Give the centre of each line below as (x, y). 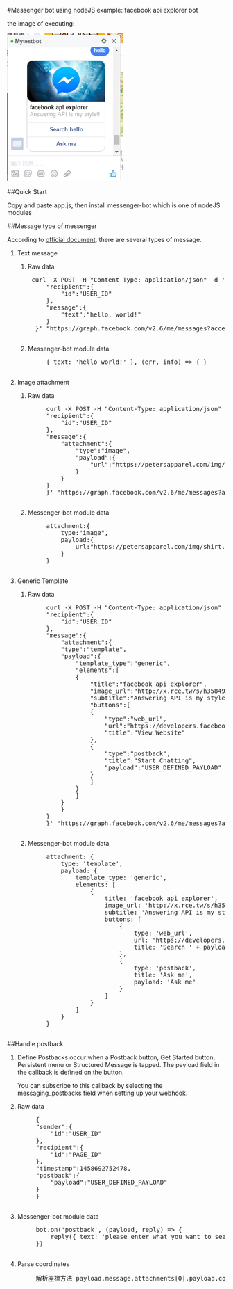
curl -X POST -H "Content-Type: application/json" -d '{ (130, 280)
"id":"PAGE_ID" (76, 1154)
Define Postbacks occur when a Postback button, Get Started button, (116, 1057)
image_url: (123, 905)
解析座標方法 (54, 1278)
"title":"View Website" (145, 733)
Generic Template (43, 581)
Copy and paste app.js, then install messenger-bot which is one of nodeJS (114, 205)
